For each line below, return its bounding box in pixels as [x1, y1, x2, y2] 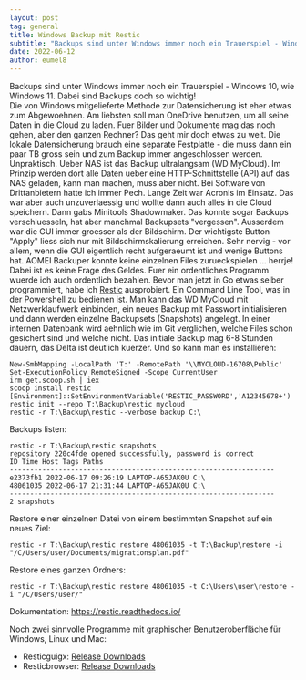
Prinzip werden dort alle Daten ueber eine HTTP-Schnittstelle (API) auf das [9, 168, 290, 179]
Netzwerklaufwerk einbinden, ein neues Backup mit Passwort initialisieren [9, 304, 287, 314]
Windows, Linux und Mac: [9, 634, 107, 644]
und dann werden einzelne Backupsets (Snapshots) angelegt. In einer [9, 314, 271, 324]
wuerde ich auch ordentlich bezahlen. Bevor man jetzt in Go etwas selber [9, 274, 284, 285]
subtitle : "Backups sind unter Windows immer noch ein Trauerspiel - [9, 38, 280, 48]
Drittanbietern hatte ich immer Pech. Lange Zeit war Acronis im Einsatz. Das [9, 188, 294, 198]
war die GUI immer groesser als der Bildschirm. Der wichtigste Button [9, 226, 270, 237]
